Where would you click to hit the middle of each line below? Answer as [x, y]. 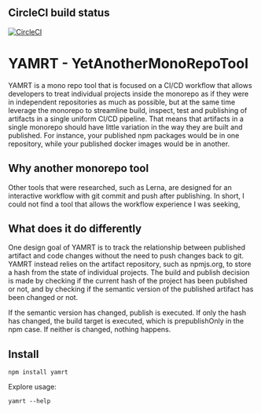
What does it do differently [75, 228]
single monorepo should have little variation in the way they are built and [125, 127]
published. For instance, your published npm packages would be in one [124, 135]
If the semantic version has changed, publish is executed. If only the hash [127, 312]
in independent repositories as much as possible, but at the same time [122, 102]
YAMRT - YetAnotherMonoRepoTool [129, 64]
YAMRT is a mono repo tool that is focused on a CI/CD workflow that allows [130, 85]
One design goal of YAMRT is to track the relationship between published [127, 247]
